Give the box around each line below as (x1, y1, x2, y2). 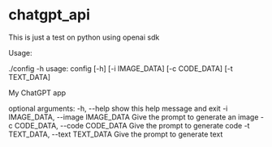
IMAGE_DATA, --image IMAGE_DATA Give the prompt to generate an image (8, 111, 259, 122)
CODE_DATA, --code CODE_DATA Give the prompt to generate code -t (14, 120, 250, 130)
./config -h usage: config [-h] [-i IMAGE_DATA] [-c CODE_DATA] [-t (8, 63, 233, 73)
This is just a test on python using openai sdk (8, 32, 160, 42)
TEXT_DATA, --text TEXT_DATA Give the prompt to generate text (8, 129, 223, 139)
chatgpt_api (8, 6, 91, 24)
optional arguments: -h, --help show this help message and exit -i (8, 103, 228, 113)
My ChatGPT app (8, 87, 67, 98)
